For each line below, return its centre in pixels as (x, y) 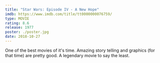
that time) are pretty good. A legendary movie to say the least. (68, 55)
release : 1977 (20, 28)
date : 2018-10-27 (23, 37)
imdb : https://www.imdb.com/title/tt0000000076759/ (59, 14)
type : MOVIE (17, 18)
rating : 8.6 (17, 23)
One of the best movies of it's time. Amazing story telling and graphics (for (80, 50)
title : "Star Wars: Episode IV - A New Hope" (52, 9)
